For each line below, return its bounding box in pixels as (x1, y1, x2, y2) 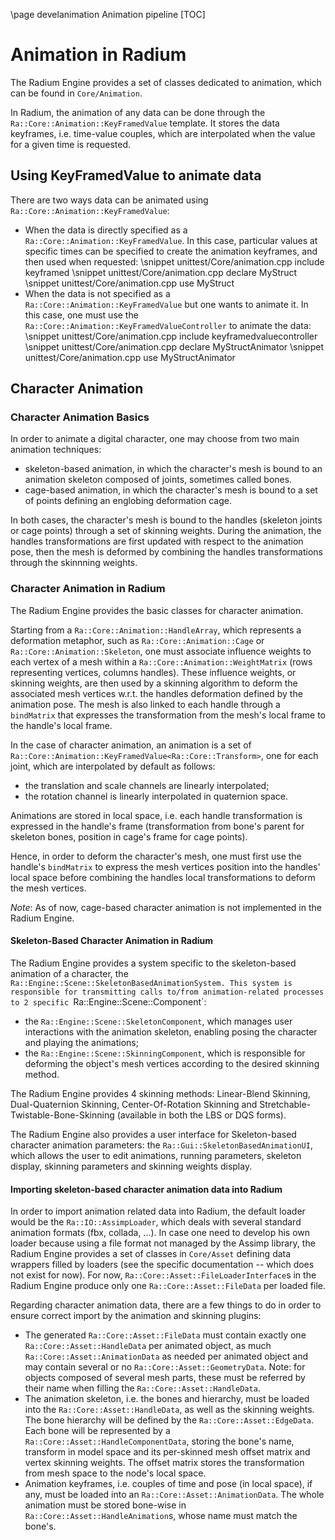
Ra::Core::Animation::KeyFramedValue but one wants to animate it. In (24, 298, 309, 310)
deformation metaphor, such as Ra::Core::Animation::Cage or (10, 634, 265, 646)
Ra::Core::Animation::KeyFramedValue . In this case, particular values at (24, 234, 318, 246)
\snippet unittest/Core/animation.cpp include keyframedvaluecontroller (24, 330, 318, 342)
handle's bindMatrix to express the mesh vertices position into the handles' (10, 860, 321, 873)
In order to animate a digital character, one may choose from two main (10, 433, 300, 445)
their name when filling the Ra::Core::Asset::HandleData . (24, 1382, 261, 1394)
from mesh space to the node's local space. (24, 1467, 207, 1479)
